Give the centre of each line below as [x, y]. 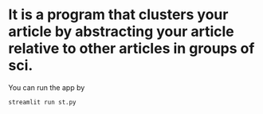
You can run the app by [47, 87]
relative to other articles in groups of [131, 49]
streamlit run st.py [43, 102]
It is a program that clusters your [118, 15]
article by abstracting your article [122, 31]
